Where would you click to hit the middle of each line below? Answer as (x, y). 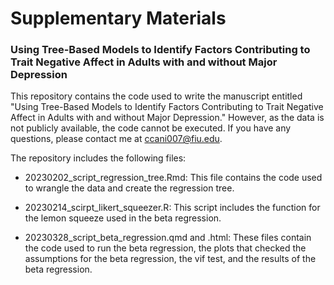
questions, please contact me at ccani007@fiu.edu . (116, 139)
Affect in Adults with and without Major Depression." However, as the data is (167, 118)
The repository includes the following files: (98, 158)
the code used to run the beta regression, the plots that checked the (165, 248)
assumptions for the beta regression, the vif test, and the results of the (170, 259)
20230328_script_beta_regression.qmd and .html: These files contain (168, 238)
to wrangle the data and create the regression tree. (129, 188)
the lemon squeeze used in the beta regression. (123, 218)
